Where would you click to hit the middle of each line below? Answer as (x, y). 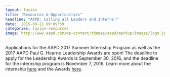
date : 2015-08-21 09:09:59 (35, 24)
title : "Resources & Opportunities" (44, 15)
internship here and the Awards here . (44, 69)
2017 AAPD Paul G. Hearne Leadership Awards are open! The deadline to (81, 53)
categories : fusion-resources (37, 29)
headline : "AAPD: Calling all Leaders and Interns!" (62, 19)
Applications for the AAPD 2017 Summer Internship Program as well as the (83, 48)
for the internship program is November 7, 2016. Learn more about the (78, 64)
